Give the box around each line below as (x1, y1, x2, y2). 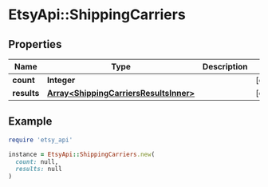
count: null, (15, 157, 59, 165)
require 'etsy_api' (8, 136, 73, 144)
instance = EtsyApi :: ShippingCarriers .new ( (8, 150, 156, 158)
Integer (46, 74, 76, 86)
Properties (8, 38, 62, 51)
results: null (15, 165, 62, 173)
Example (8, 114, 53, 129)
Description (202, 62, 249, 72)
